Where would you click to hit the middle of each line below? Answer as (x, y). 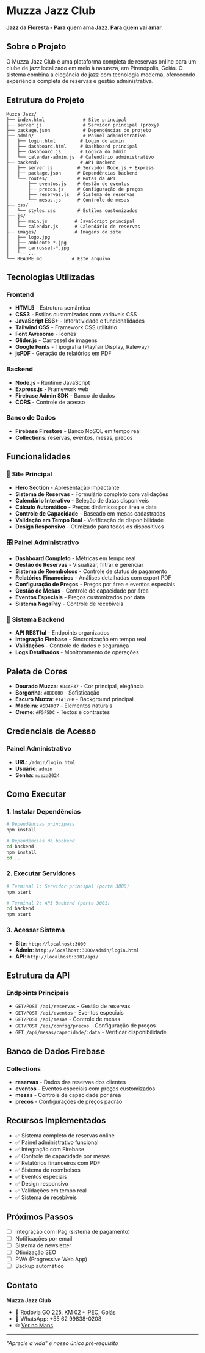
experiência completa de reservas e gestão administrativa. (80, 81)
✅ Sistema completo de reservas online (65, 1135)
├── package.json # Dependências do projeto (79, 130)
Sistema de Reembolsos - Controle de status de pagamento (91, 571)
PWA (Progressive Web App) (51, 1259)
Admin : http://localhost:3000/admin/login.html (77, 950)
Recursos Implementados (56, 1121)
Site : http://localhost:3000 (51, 943)
